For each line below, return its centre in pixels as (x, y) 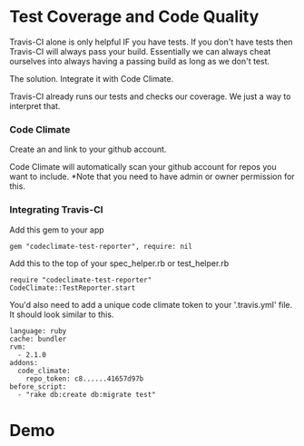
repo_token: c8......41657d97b (85, 379)
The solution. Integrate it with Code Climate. (92, 78)
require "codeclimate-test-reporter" (81, 280)
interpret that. (35, 105)
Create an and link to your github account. (88, 149)
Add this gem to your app (57, 230)
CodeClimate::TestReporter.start (73, 288)
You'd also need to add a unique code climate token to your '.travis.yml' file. (151, 304)
